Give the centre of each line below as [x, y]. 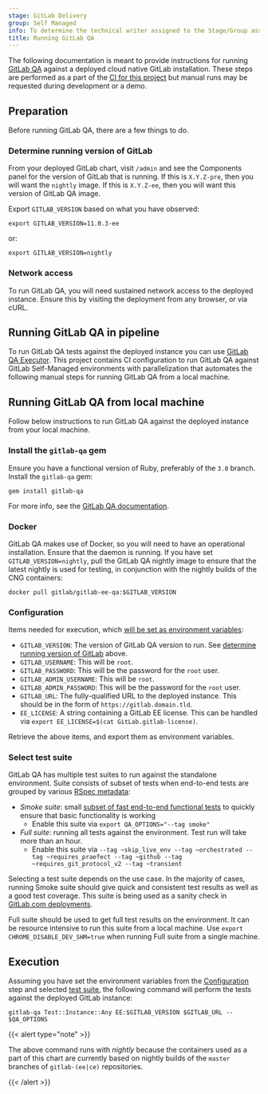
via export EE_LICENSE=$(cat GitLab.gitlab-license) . [109, 722]
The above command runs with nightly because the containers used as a [128, 1050]
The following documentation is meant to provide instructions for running [128, 61]
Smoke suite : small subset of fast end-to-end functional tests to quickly [137, 807]
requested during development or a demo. [78, 86]
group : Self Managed [43, 23]
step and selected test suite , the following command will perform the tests [130, 990]
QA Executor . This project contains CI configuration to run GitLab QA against [134, 360]
